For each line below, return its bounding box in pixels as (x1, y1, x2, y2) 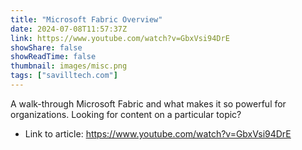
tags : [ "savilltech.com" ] (10, 71, 118, 81)
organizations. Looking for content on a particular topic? (10, 108, 242, 120)
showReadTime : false (10, 52, 97, 62)
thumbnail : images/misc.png (10, 61, 128, 71)
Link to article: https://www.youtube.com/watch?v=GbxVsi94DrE (24, 127, 292, 140)
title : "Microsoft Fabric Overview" (10, 14, 163, 25)
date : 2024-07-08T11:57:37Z (10, 24, 128, 34)
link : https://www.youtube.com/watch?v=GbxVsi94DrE (10, 33, 230, 43)
